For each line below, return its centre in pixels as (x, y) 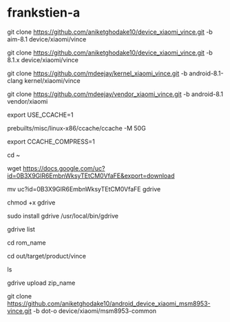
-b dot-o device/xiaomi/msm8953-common (95, 311)
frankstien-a (44, 13)
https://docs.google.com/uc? (64, 168)
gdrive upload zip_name (41, 283)
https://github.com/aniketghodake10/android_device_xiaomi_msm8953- (109, 303)
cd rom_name (27, 243)
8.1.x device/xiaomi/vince (43, 59)
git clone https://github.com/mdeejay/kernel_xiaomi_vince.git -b (97, 73)
